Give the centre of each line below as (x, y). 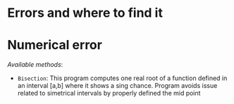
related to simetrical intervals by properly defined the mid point (109, 93)
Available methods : (35, 65)
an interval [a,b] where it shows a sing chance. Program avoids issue (117, 86)
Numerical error (55, 45)
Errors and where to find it (85, 13)
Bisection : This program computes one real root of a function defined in (122, 78)
